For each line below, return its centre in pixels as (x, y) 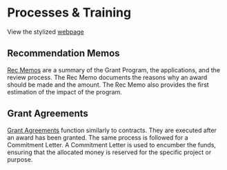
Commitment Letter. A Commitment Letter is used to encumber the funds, (111, 145)
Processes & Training (69, 13)
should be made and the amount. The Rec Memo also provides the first (108, 85)
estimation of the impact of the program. (65, 92)
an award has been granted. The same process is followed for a (98, 137)
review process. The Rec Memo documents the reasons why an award (107, 77)
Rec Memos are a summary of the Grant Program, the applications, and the (114, 70)
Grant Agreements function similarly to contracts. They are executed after (112, 130)
